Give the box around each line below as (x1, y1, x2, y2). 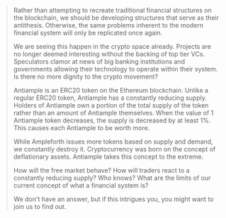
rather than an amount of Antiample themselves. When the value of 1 (13, 109, 214, 117)
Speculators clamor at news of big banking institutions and (13, 57, 186, 66)
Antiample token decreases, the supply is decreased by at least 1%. (13, 116, 211, 125)
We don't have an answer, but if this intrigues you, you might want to (13, 195, 214, 203)
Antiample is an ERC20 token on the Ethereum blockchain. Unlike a (13, 86, 209, 94)
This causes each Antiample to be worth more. (13, 124, 150, 132)
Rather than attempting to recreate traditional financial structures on (13, 6, 212, 14)
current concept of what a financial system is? (13, 181, 149, 190)
